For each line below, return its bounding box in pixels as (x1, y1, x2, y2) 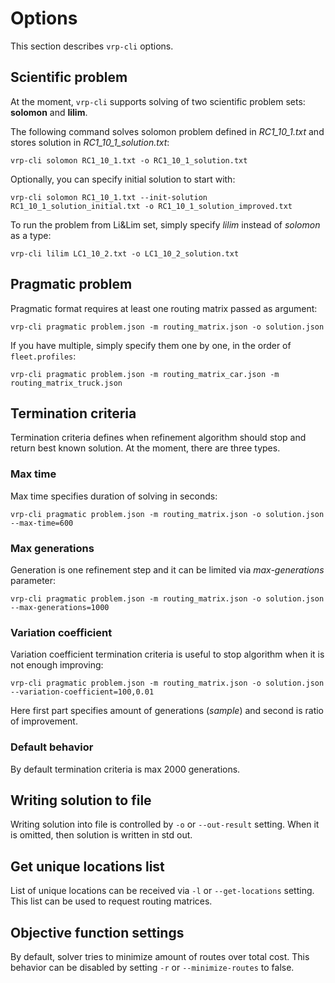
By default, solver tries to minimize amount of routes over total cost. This (10, 951, 310, 962)
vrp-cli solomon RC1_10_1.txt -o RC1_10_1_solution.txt (10, 155, 248, 166)
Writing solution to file (10, 792, 152, 809)
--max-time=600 (10, 518, 74, 528)
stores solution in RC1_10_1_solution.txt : (10, 136, 170, 148)
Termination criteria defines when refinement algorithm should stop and (10, 432, 307, 444)
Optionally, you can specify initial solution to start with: (10, 173, 236, 185)
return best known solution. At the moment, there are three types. (10, 442, 281, 454)
